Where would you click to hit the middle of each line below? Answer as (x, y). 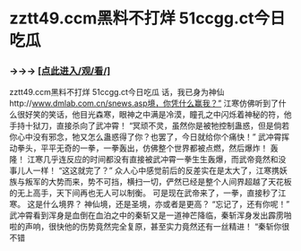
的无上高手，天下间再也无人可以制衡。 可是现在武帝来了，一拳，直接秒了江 (148, 193)
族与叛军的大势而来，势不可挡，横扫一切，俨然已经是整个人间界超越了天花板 (150, 182)
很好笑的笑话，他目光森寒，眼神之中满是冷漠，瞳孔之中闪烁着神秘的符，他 (154, 115)
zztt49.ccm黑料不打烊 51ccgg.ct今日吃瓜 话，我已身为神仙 (117, 92)
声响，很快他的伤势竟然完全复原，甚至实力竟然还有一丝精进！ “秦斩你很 (157, 227)
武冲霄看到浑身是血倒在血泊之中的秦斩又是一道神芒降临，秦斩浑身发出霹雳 (146, 215)
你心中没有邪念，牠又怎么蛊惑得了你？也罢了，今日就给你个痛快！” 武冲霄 (146, 137)
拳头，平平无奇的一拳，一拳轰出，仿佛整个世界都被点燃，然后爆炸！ (142, 148)
